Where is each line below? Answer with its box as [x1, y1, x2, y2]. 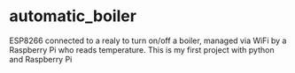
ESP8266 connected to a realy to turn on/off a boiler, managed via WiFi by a [9, 35, 287, 46]
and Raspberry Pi [9, 54, 73, 64]
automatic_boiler [9, 6, 137, 26]
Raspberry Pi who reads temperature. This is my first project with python [9, 44, 275, 55]
